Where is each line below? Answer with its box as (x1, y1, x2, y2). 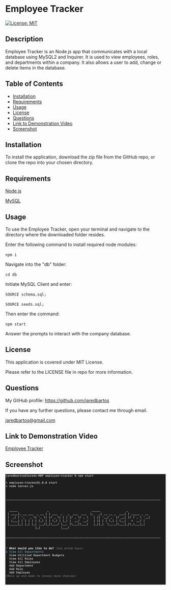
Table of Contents (5, 80, 64, 88)
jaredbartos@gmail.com (5, 417, 56, 423)
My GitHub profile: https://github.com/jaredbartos (5, 397, 109, 403)
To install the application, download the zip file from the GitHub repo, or (5, 154, 155, 160)
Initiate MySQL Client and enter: (5, 281, 72, 287)
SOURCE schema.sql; (5, 292, 47, 297)
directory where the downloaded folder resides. (5, 232, 105, 238)
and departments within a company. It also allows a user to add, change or (5, 59, 162, 65)
